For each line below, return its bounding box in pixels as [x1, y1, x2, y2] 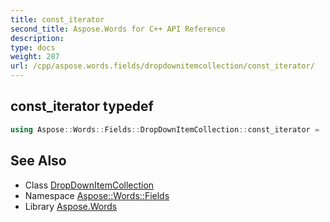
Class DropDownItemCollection [24, 179, 155, 191]
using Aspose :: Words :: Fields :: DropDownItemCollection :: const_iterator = [10, 124, 320, 135]
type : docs [10, 42, 56, 53]
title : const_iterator [10, 14, 105, 25]
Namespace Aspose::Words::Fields [24, 189, 170, 201]
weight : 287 [10, 52, 60, 62]
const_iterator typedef [10, 98, 154, 115]
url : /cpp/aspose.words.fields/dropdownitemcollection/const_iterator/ [10, 61, 315, 71]
